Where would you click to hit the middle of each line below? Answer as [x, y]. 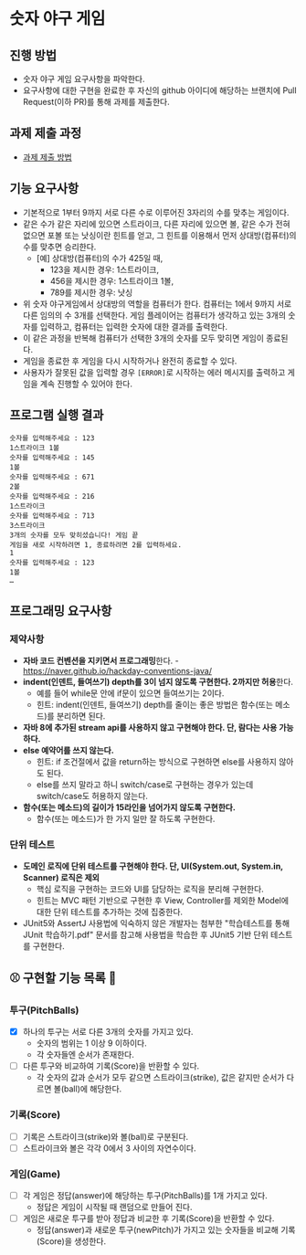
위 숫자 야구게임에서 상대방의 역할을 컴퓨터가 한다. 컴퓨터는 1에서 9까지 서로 [157, 303]
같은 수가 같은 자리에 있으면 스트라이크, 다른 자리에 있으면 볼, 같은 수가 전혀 [156, 224]
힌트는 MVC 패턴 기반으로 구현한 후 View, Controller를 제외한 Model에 [163, 901]
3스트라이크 [27, 526]
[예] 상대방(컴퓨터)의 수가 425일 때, [100, 258]
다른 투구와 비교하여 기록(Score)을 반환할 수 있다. [111, 1066]
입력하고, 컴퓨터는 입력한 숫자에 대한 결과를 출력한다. [134, 326]
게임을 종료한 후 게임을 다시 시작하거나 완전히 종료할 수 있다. [130, 361]
